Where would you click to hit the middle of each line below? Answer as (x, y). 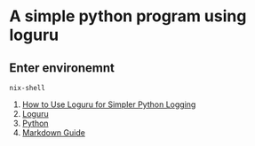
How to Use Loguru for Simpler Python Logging (109, 104)
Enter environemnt (62, 68)
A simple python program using (128, 16)
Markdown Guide (54, 133)
